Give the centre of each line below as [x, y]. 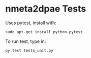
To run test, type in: [26, 41]
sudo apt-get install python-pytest [44, 32]
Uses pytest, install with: [31, 23]
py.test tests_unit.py [29, 50]
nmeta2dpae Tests [46, 9]
